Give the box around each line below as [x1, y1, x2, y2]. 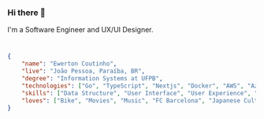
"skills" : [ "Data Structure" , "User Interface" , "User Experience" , [21, 89, 251, 97]
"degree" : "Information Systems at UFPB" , [21, 75, 163, 83]
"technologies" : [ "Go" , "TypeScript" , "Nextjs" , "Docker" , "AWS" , [21, 82, 244, 90]
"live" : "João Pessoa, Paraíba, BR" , [21, 67, 146, 76]
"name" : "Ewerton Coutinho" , [21, 60, 117, 68]
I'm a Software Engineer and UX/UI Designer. [7, 25, 154, 35]
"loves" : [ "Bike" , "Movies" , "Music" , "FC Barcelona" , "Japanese [21, 96, 241, 105]
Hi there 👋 [7, 7, 46, 18]
